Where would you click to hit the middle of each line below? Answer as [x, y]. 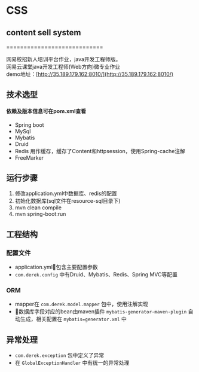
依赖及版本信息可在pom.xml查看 [46, 111]
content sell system [44, 33]
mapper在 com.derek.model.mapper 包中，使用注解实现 [81, 304]
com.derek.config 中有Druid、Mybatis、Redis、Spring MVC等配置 [96, 275]
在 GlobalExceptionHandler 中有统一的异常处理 [72, 363]
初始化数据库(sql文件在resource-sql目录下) [68, 201]
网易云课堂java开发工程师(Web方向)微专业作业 [63, 67]
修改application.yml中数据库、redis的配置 [66, 193]
